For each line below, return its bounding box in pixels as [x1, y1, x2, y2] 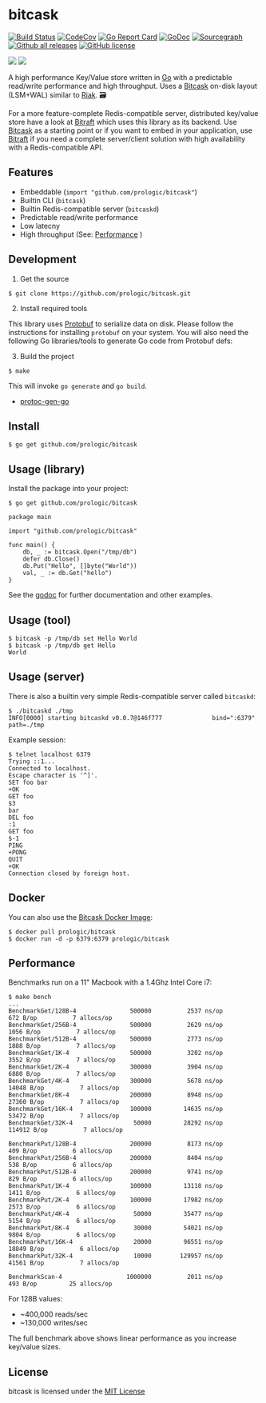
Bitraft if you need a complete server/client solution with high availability [8, 134, 246, 143]
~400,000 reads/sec [19, 1309, 89, 1319]
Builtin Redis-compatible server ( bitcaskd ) [19, 204, 160, 214]
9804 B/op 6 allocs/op [8, 1231, 116, 1239]
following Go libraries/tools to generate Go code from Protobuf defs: [8, 336, 233, 346]
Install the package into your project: [8, 484, 129, 494]
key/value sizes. [8, 1342, 62, 1352]
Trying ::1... [8, 757, 56, 765]
